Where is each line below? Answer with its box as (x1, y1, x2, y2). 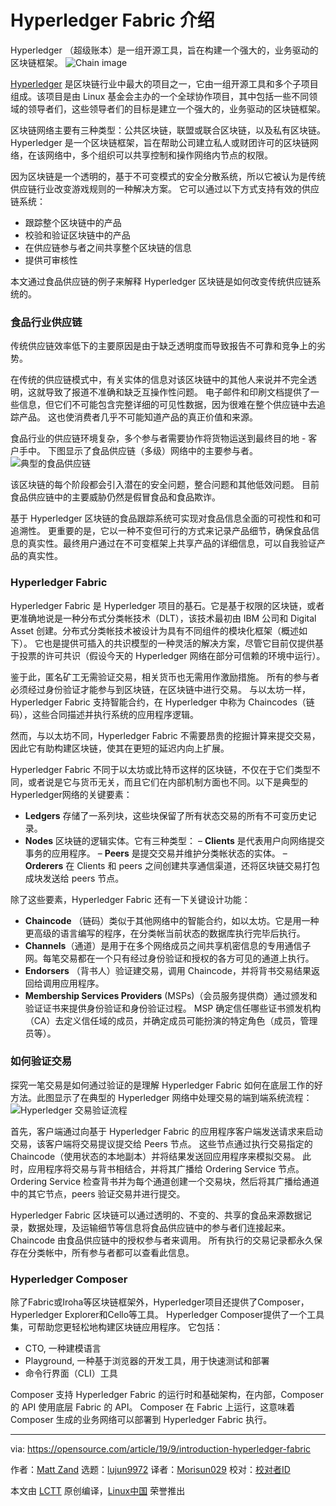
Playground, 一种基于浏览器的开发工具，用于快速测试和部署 (24, 1355, 270, 1367)
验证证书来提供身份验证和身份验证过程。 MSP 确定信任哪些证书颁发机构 (24, 1002, 322, 1014)
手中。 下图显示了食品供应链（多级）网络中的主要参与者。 (18, 445, 258, 457)
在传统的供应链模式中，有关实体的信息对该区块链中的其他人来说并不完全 (10, 374, 308, 386)
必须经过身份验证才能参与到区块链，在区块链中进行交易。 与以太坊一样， (10, 683, 311, 695)
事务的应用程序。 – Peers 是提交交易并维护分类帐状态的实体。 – (24, 847, 288, 859)
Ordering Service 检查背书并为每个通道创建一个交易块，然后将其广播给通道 (10, 1175, 320, 1187)
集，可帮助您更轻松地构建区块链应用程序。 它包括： (10, 1321, 223, 1333)
